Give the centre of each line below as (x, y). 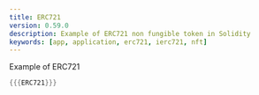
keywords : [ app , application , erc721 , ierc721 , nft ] (108, 42)
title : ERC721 (35, 17)
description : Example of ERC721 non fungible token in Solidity (130, 33)
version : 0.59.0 (39, 26)
